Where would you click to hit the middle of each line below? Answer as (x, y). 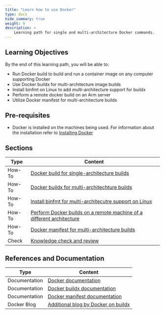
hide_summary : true (25, 19)
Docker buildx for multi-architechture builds (82, 188)
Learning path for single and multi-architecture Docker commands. (84, 32)
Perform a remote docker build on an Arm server (61, 94)
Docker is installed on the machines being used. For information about (83, 127)
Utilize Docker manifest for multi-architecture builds (65, 100)
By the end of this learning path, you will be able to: (57, 64)
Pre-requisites (27, 115)
